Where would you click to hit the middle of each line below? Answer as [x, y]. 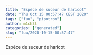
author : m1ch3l [21, 24]
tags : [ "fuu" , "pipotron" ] [33, 19]
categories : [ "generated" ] [33, 28]
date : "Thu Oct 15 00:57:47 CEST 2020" [47, 14]
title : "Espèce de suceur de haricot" [46, 10]
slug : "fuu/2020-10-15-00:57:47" [40, 33]
